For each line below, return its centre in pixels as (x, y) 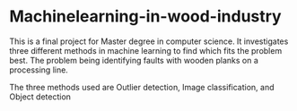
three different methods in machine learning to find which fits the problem (146, 50)
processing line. (39, 70)
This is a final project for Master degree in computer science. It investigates (149, 41)
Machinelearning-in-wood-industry (145, 17)
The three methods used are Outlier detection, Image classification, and (142, 87)
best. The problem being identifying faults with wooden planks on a (134, 60)
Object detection (40, 97)
